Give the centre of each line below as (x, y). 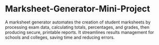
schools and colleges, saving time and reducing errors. (60, 37)
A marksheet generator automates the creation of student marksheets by (78, 22)
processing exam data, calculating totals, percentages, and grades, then (77, 27)
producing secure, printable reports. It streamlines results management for (79, 32)
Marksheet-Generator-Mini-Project (78, 9)
